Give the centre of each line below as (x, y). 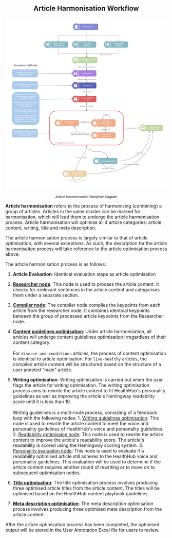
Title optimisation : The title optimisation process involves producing (85, 482)
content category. (32, 342)
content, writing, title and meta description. (51, 228)
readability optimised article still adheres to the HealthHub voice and (85, 456)
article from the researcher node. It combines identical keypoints (81, 310)
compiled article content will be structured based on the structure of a (87, 364)
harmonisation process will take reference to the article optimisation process (86, 249)
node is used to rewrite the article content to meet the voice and (81, 423)
